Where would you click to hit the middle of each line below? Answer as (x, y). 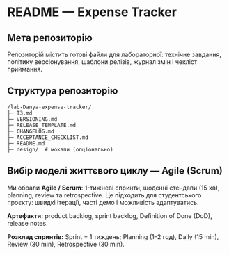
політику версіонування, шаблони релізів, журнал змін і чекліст (102, 62)
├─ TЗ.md (20, 113)
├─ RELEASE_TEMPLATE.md (42, 125)
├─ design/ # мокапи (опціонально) (60, 149)
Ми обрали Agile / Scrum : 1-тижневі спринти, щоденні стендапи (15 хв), (113, 188)
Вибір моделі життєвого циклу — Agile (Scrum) (115, 171)
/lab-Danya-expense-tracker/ (49, 107)
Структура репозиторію (63, 91)
